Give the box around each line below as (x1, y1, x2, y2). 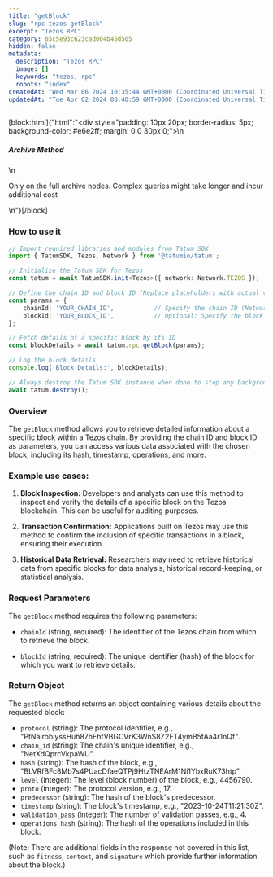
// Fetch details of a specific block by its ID (8, 334, 176, 342)
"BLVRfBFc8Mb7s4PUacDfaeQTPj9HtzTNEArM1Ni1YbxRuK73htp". (19, 766, 242, 776)
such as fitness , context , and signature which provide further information (8, 851, 258, 861)
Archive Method (8, 144, 64, 155)
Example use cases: (8, 470, 89, 481)
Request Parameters (8, 592, 91, 603)
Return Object (8, 680, 65, 691)
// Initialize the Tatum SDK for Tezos (8, 266, 144, 275)
